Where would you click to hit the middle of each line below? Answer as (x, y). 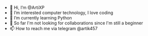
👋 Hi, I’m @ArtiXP (27, 8)
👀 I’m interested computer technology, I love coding (61, 13)
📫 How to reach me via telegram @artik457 (54, 28)
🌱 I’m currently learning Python (41, 18)
